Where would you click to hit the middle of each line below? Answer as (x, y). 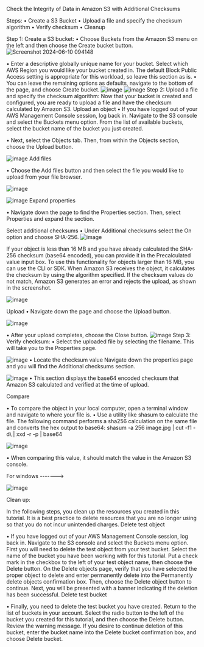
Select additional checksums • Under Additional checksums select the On (99, 231)
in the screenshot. (29, 288)
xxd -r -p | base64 (39, 434)
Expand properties (53, 200)
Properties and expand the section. (50, 219)
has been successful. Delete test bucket (57, 595)
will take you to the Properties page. (51, 348)
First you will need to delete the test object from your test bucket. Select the (101, 549)
